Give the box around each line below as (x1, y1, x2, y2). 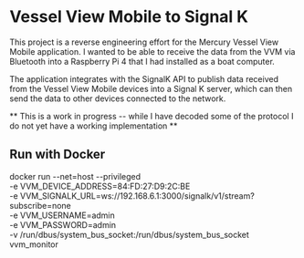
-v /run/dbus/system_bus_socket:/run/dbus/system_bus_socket (9, 229, 249, 240)
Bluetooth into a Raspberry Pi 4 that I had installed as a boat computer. (9, 56, 276, 67)
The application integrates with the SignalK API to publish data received (9, 73, 278, 84)
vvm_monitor (9, 239, 59, 250)
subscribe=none (9, 200, 71, 211)
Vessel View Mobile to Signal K (9, 6, 249, 27)
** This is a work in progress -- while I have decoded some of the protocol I (9, 110, 294, 121)
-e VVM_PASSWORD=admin (9, 219, 117, 230)
